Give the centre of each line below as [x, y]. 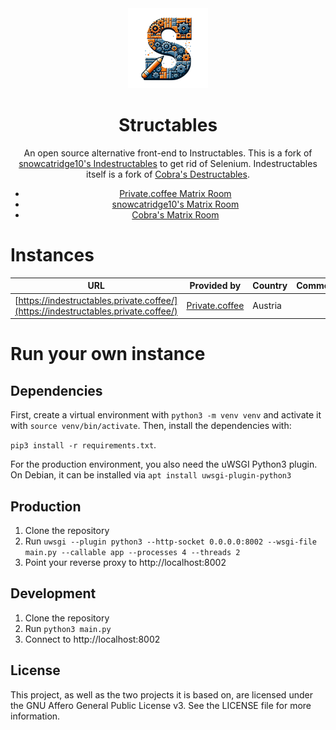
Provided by [215, 286]
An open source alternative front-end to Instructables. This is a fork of [168, 153]
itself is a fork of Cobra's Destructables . [168, 174]
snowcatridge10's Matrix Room [175, 204]
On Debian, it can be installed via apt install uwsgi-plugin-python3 [151, 475]
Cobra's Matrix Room [175, 214]
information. [35, 716]
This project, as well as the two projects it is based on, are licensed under [161, 694]
